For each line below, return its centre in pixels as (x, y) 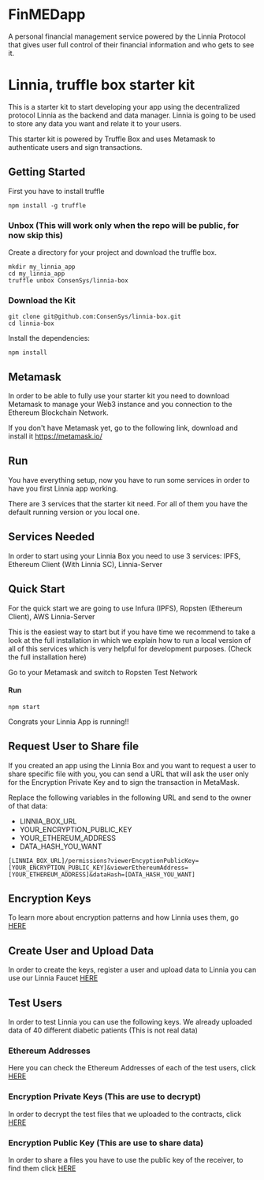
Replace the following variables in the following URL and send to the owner (130, 797)
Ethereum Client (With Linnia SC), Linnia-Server (86, 564)
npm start (24, 707)
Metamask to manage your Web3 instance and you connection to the (120, 405)
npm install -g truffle (47, 205)
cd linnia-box (32, 324)
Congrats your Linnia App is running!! (69, 721)
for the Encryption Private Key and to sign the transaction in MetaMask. (124, 782)
